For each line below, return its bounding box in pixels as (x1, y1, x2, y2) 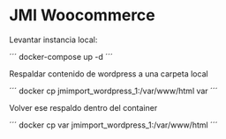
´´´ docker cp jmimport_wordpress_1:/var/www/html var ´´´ (9, 85, 218, 96)
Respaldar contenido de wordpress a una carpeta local (9, 68, 209, 79)
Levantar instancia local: (9, 34, 98, 45)
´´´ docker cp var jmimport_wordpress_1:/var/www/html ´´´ (9, 120, 218, 130)
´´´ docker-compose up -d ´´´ (9, 51, 113, 62)
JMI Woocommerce (9, 5, 156, 26)
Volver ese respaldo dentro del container (9, 102, 158, 113)
